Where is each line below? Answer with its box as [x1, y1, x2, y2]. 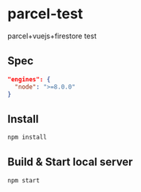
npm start [7, 176, 41, 184]
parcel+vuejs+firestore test [7, 31, 97, 41]
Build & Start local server [7, 155, 133, 169]
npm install [7, 133, 47, 142]
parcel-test [7, 5, 84, 23]
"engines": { [7, 75, 51, 84]
